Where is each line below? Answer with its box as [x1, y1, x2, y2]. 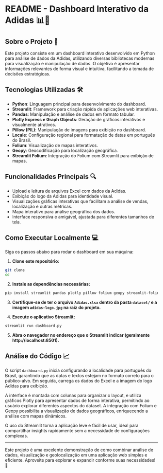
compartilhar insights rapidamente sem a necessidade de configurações [5, 427, 150, 434]
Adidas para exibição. [5, 383, 49, 389]
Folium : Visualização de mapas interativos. [12, 142, 98, 148]
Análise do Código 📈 [5, 352, 70, 361]
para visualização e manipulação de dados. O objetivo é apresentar [5, 61, 140, 66]
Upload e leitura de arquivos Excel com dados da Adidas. [12, 188, 127, 194]
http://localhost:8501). [12, 337, 59, 343]
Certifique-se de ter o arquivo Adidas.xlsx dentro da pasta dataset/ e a [12, 299, 157, 305]
